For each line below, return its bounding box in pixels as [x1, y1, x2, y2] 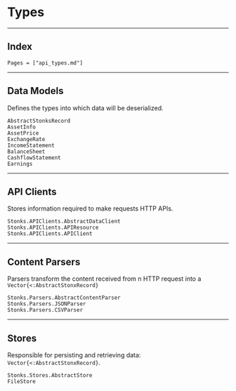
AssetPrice [7, 129, 39, 137]
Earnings [7, 160, 33, 167]
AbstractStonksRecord [7, 117, 71, 124]
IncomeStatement [7, 142, 55, 149]
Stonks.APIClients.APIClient [7, 230, 93, 237]
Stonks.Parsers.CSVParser [7, 307, 83, 314]
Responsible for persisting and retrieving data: [7, 351, 141, 359]
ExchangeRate [7, 135, 46, 143]
